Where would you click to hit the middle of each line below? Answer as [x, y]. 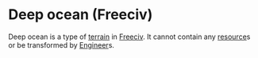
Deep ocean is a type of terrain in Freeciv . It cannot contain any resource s [129, 37]
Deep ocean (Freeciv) [81, 15]
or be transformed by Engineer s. [62, 44]
